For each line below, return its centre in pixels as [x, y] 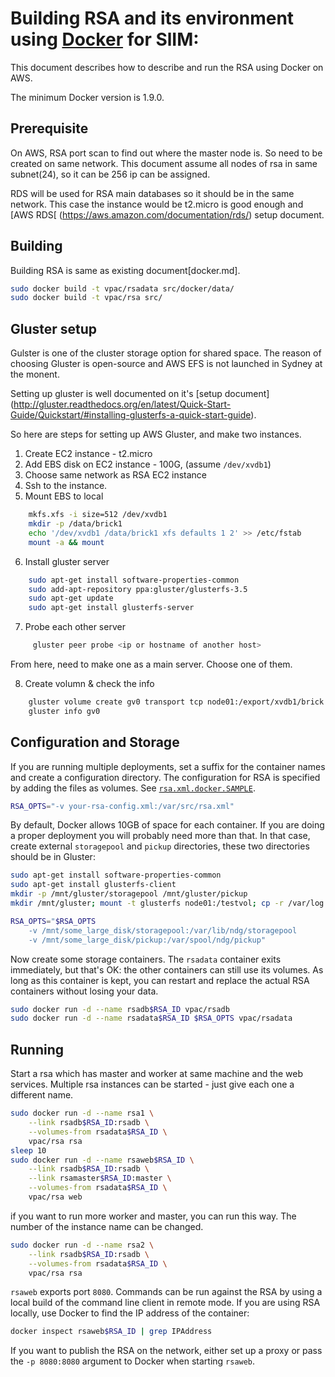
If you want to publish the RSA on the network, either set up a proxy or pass [166, 1351]
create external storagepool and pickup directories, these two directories [160, 846]
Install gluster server [67, 561]
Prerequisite [49, 128]
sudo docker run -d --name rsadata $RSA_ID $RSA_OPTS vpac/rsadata [151, 1018]
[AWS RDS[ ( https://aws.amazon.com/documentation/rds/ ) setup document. [167, 214]
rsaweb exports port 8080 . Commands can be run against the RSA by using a [166, 1292]
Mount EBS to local [64, 496]
